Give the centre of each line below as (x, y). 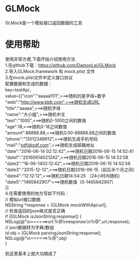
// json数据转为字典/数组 (29, 227)
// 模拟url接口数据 (23, 199)
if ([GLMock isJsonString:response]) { (43, 216)
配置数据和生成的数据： (29, 84)
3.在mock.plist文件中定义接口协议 (39, 77)
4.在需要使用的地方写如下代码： (37, 193)
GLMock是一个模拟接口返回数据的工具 (44, 23)
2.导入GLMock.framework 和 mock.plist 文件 (50, 71)
